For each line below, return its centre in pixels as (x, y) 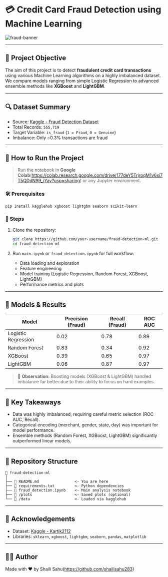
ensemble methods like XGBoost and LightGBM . (55, 86)
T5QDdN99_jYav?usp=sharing (48, 181)
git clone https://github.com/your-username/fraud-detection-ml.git (85, 239)
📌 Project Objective (36, 58)
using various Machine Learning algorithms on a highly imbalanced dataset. (83, 75)
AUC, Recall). (26, 420)
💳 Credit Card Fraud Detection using (83, 10)
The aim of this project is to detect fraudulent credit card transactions (78, 70)
